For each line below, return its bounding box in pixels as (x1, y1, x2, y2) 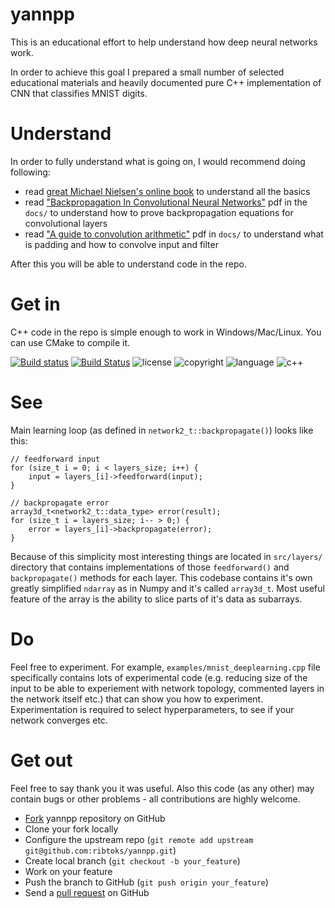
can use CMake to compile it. (10, 336, 131, 348)
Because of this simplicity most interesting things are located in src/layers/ (10, 550, 323, 562)
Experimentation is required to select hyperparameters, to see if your (10, 703, 295, 715)
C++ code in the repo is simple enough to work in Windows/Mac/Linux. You (10, 326, 322, 338)
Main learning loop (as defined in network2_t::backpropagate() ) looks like (10, 424, 314, 436)
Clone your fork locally (24, 823, 119, 835)
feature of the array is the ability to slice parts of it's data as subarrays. (10, 593, 303, 605)
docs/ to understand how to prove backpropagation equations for (24, 206, 294, 218)
